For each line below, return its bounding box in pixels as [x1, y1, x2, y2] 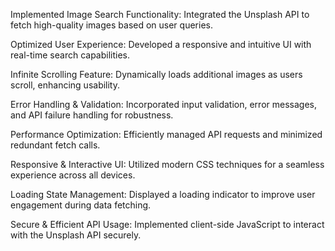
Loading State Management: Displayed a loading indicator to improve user [10, 189, 316, 200]
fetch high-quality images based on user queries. [10, 19, 213, 31]
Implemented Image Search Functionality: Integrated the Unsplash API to [10, 9, 310, 20]
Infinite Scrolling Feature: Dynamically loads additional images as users [10, 69, 303, 80]
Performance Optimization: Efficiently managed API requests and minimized [10, 129, 323, 140]
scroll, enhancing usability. [10, 79, 121, 91]
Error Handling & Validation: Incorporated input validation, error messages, [10, 99, 317, 110]
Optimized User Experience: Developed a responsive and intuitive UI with [10, 39, 312, 50]
